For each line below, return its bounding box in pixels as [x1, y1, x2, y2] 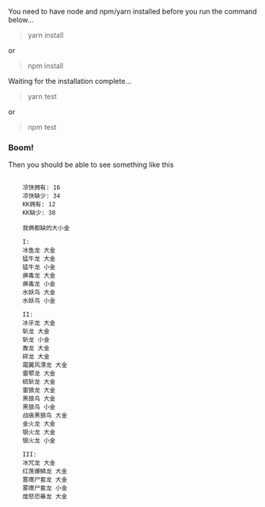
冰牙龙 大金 [22, 320, 56, 327]
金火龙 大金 [22, 420, 56, 428]
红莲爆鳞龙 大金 [22, 467, 68, 475]
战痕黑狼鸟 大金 [22, 411, 68, 420]
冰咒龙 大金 [22, 459, 56, 467]
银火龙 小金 [22, 437, 56, 445]
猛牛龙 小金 [22, 263, 56, 271]
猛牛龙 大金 [22, 255, 56, 263]
